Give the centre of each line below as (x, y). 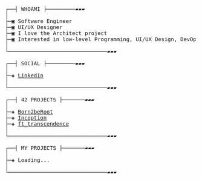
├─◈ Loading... (28, 160)
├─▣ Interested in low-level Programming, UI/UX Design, (91, 39)
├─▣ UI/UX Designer (34, 27)
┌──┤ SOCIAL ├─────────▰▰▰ (45, 63)
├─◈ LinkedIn (24, 76)
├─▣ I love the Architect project (56, 33)
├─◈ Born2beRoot (29, 112)
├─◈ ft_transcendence (37, 124)
